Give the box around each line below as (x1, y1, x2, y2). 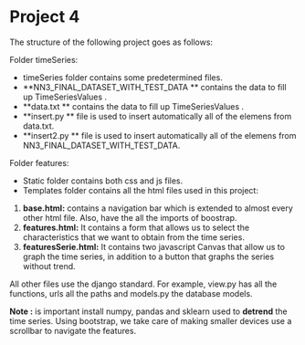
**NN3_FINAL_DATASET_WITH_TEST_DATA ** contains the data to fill (22, 81, 287, 92)
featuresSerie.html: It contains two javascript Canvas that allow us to (22, 241, 286, 252)
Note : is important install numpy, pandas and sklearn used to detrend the (9, 306, 288, 317)
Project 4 (9, 6, 80, 27)
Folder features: (9, 157, 69, 168)
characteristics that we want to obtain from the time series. (22, 231, 245, 243)
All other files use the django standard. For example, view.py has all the (9, 278, 278, 289)
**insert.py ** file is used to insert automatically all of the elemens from (22, 110, 292, 121)
